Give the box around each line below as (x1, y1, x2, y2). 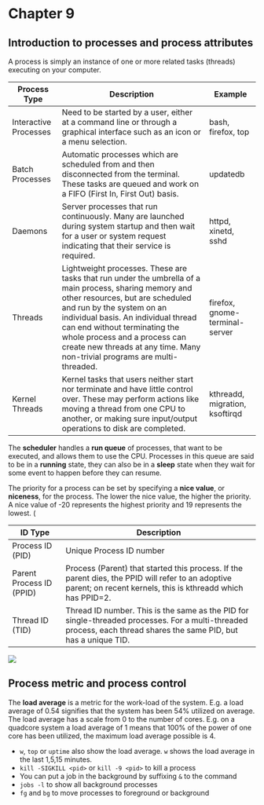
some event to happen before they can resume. (8, 468, 163, 478)
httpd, (209, 216, 232, 226)
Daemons (12, 225, 48, 236)
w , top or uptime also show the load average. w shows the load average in (19, 746, 255, 756)
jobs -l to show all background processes (19, 779, 158, 789)
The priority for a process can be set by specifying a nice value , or (8, 484, 225, 492)
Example (214, 89, 247, 99)
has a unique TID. (65, 635, 130, 645)
